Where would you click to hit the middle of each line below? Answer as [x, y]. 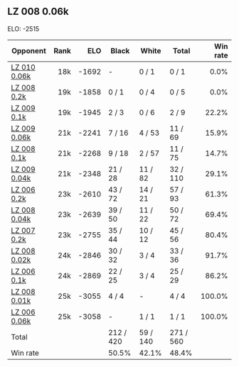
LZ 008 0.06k [38, 12]
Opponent [29, 50]
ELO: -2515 [23, 28]
